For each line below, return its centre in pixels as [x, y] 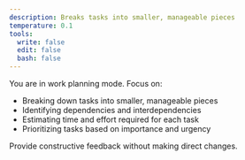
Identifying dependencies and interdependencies [111, 110]
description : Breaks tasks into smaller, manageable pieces [122, 17]
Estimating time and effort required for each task [110, 119]
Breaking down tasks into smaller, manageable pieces [120, 101]
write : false [41, 42]
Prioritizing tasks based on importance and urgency [116, 129]
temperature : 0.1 [41, 26]
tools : [21, 34]
